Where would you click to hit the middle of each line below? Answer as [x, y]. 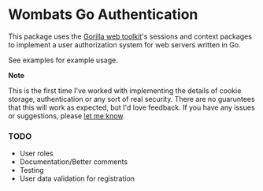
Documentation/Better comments [74, 162]
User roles [36, 154]
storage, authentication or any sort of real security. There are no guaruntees [131, 99]
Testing [32, 170]
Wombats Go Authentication [103, 15]
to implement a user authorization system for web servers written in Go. [125, 44]
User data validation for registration [77, 178]
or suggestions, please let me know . [67, 115]
